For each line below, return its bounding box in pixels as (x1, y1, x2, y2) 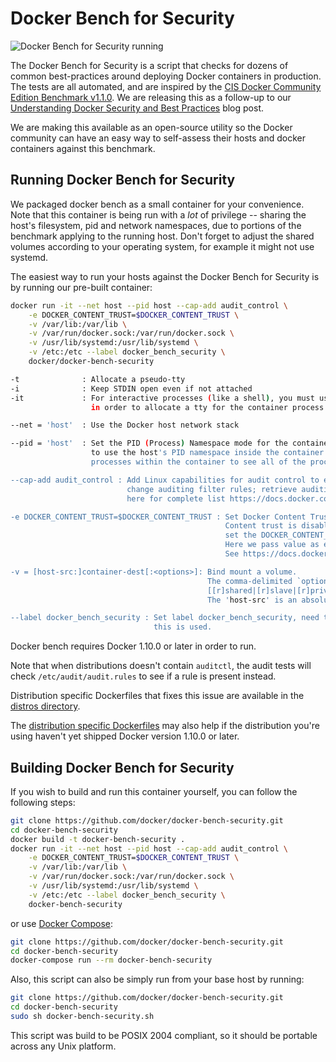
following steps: (10, 796, 76, 808)
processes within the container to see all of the (90, 457, 307, 467)
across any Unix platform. (10, 1040, 117, 1052)
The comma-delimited (206, 576, 293, 586)
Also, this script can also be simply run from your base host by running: (10, 973, 305, 986)
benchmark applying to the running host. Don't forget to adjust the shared (10, 230, 315, 242)
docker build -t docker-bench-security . (10, 834, 186, 844)
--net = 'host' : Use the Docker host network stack (10, 420, 240, 431)
